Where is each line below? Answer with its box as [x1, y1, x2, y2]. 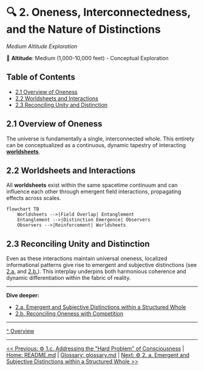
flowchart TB [6, 206, 39, 212]
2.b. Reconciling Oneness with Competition [15, 310, 123, 317]
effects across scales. [6, 195, 61, 202]
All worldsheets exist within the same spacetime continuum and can [6, 181, 178, 189]
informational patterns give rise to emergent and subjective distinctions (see [6, 262, 197, 269]
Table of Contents [6, 72, 76, 83]
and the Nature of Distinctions [6, 23, 161, 36]
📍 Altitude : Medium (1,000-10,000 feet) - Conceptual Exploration [6, 54, 169, 61]
